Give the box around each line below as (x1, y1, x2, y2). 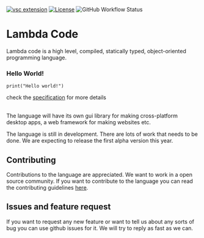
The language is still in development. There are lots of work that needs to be (6, 130, 199, 138)
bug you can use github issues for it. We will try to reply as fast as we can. (6, 224, 194, 232)
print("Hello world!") (6, 83, 64, 89)
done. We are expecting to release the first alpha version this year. (6, 137, 173, 144)
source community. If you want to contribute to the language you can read (6, 177, 194, 185)
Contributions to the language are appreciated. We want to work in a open (6, 171, 192, 179)
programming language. (6, 54, 67, 61)
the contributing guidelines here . (6, 184, 89, 192)
